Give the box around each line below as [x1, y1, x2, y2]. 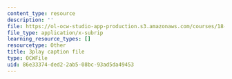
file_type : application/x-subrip [7, 29, 104, 36]
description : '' [7, 16, 54, 23]
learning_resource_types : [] [7, 36, 91, 43]
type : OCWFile [7, 55, 48, 62]
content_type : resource [7, 10, 76, 17]
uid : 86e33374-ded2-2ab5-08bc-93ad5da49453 [7, 61, 135, 68]
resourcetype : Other [7, 42, 67, 49]
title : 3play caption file [7, 49, 85, 56]
